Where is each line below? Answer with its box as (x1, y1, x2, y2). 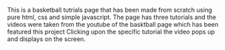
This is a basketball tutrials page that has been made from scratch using (7, 6, 213, 14)
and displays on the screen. (7, 35, 86, 43)
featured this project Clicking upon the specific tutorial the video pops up (7, 27, 215, 36)
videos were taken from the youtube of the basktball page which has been (7, 21, 219, 28)
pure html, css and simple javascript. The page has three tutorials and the (7, 13, 216, 21)
